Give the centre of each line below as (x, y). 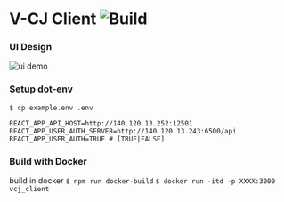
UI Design (31, 47)
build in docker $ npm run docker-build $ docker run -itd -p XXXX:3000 (142, 181)
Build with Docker (48, 161)
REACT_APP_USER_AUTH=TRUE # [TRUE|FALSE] (87, 139)
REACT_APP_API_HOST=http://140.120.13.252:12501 (101, 123)
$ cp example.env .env (51, 108)
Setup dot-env (41, 89)
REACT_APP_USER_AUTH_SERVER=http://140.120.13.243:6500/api (123, 131)
